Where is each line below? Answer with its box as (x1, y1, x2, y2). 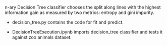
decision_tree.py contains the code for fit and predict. (12, 19, 124, 25)
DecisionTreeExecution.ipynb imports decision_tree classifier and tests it (12, 29, 163, 34)
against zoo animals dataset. (12, 34, 72, 40)
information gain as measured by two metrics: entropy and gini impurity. (5, 9, 154, 15)
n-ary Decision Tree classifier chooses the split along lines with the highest (5, 4, 161, 10)
